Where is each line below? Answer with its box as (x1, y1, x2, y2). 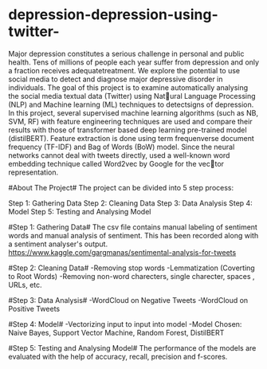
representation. (8, 167, 58, 177)
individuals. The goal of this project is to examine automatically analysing (8, 82, 249, 92)
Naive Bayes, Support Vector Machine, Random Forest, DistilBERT (8, 328, 225, 337)
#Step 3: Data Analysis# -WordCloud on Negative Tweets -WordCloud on (8, 295, 249, 304)
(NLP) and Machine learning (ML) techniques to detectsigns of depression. (8, 100, 254, 109)
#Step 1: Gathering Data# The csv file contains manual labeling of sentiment (8, 222, 257, 232)
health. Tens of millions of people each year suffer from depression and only (8, 57, 260, 67)
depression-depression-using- (8, 6, 218, 24)
